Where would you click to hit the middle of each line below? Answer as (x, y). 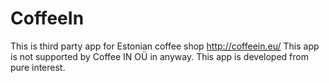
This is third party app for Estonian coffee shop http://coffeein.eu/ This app (165, 46)
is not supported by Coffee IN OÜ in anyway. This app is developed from (159, 56)
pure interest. (38, 67)
